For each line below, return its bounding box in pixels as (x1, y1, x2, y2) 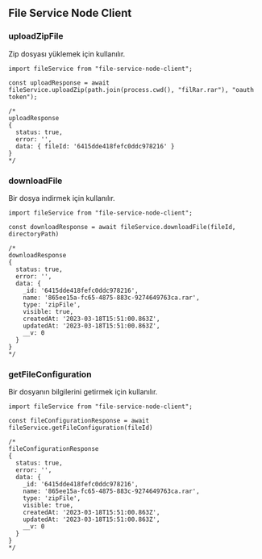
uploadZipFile (8, 31, 64, 42)
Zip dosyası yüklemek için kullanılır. (8, 48, 126, 59)
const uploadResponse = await (8, 78, 110, 87)
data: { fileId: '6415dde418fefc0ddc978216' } (15, 142, 175, 150)
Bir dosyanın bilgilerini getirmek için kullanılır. (8, 387, 158, 397)
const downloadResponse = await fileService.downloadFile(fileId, (8, 223, 236, 231)
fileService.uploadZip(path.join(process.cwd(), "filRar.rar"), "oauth (8, 86, 254, 94)
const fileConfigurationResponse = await (8, 417, 150, 425)
